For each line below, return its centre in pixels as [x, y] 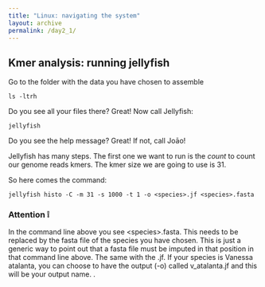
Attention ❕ [29, 214]
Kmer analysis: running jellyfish [89, 63]
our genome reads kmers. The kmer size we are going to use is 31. [117, 165]
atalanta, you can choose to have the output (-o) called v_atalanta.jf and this [132, 266]
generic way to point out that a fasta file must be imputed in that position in [131, 249]
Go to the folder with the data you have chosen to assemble [106, 82]
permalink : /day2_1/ [43, 30]
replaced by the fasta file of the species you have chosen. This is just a [125, 241]
